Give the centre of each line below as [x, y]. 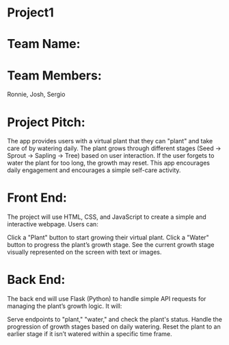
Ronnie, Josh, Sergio [36, 95]
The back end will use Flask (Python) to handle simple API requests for [107, 299]
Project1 [31, 13]
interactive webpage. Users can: [53, 224]
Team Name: [44, 44]
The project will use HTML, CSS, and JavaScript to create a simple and [107, 217]
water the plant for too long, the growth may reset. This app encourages [109, 163]
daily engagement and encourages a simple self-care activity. [94, 170]
